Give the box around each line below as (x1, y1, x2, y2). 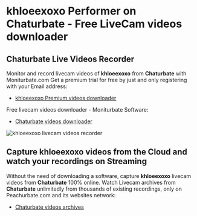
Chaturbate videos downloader (15, 118, 92, 125)
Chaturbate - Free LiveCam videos (6, 17, 182, 31)
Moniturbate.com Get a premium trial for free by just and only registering (6, 77, 187, 83)
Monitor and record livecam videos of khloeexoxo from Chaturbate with (6, 70, 187, 77)
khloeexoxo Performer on (6, 4, 137, 18)
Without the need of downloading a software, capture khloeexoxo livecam (6, 172, 192, 179)
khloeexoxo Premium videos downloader (15, 95, 117, 101)
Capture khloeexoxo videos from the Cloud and (6, 147, 187, 157)
